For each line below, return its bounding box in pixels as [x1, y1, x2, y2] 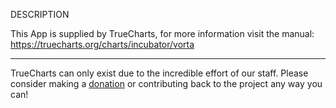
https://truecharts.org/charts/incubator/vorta [10, 39, 195, 50]
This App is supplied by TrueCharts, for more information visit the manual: [10, 28, 315, 39]
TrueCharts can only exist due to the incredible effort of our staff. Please [10, 67, 309, 79]
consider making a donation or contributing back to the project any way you [10, 78, 323, 89]
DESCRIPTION [10, 9, 70, 20]
